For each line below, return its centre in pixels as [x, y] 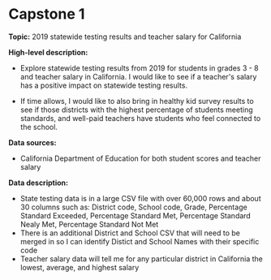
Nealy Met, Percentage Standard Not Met [89, 224]
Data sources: [32, 142]
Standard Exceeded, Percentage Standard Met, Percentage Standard [135, 215]
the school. [39, 127]
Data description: [39, 183]
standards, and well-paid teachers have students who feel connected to [140, 118]
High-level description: [48, 52]
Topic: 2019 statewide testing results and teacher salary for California [125, 37]
